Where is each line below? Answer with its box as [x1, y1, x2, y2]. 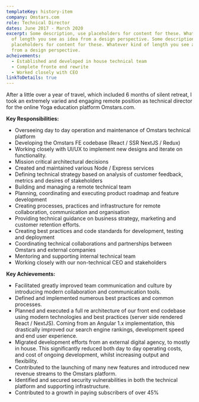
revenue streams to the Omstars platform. [14, 370, 117, 377]
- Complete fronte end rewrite [11, 63, 89, 70]
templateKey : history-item [6, 8, 73, 15]
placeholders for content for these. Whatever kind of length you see [11, 42, 190, 48]
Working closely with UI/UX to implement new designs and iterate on [14, 146, 183, 153]
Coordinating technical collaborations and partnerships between [14, 240, 172, 247]
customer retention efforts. [14, 221, 81, 228]
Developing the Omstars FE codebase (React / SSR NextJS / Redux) [14, 139, 181, 146]
